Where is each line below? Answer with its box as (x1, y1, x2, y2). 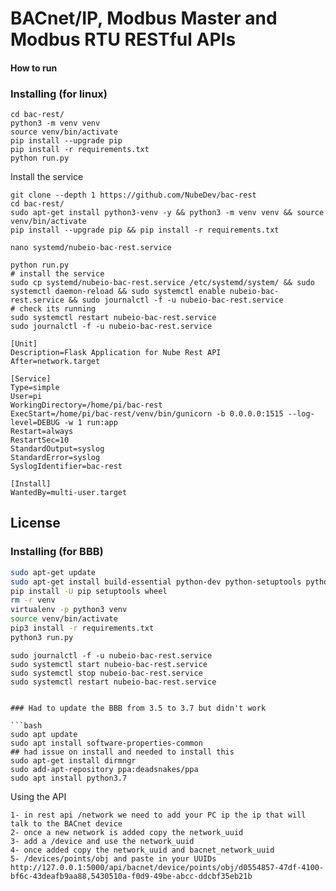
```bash (10, 720, 43, 731)
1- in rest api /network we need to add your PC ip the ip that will (10, 810, 307, 820)
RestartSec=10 (10, 435, 70, 446)
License (10, 515, 61, 532)
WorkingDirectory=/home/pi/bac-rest (10, 400, 163, 411)
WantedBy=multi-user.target (10, 488, 128, 498)
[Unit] (10, 339, 38, 349)
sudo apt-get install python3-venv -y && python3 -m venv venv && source (10, 208, 325, 218)
